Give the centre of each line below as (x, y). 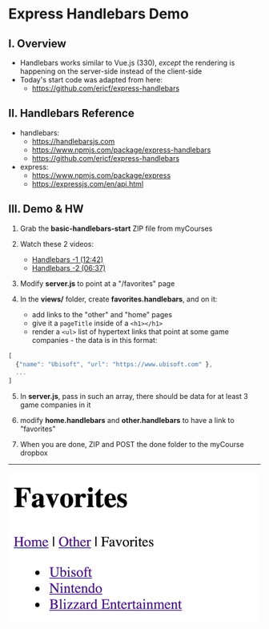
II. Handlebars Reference (71, 113)
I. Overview (37, 44)
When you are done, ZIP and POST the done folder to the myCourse (132, 445)
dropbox (34, 453)
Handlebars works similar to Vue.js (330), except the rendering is (127, 62)
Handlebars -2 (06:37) (69, 268)
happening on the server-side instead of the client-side (111, 71)
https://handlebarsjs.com (73, 141)
